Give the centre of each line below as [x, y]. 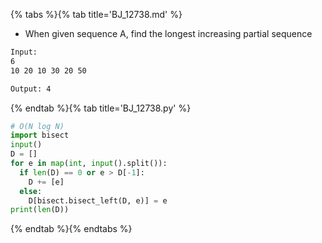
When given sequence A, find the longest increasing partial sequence [168, 33]
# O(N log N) [37, 126]
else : [31, 191]
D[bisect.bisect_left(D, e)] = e [98, 200]
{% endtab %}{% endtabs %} [71, 229]
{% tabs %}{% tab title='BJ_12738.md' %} [96, 14]
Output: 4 [31, 89]
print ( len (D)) [40, 210]
